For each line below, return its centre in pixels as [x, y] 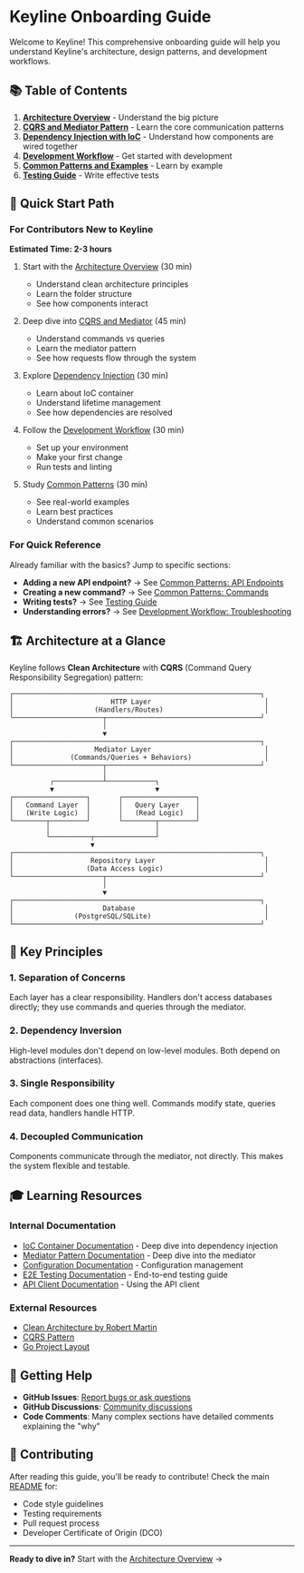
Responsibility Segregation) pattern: [76, 677]
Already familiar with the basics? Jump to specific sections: [120, 565]
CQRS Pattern [48, 1337]
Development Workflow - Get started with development [127, 155]
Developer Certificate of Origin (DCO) [92, 1532]
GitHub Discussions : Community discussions [107, 1406]
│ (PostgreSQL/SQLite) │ [139, 916]
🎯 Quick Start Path [62, 204]
